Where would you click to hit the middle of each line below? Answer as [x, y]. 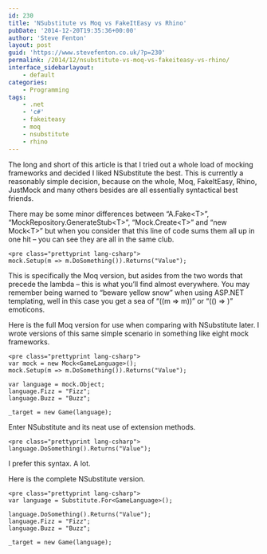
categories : [28, 82]
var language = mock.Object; [57, 384]
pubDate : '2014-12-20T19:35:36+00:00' [73, 30]
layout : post [30, 45]
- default [39, 75]
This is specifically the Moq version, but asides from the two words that [126, 275]
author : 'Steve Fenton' [48, 38]
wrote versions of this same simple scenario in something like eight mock [129, 333]
